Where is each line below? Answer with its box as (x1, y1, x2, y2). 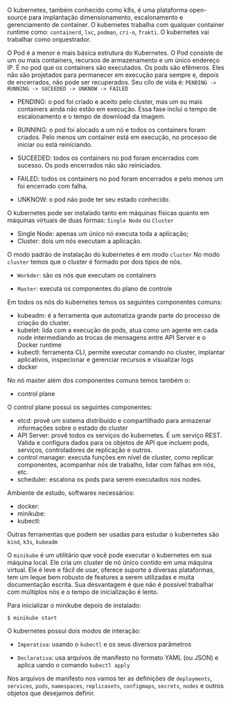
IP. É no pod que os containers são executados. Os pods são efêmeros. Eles (7, 64, 225, 71)
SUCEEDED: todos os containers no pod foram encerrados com (17, 154, 199, 162)
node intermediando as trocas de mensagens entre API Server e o (17, 334, 206, 341)
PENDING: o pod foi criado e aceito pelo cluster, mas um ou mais (17, 98, 203, 106)
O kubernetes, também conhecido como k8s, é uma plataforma (7, 6, 188, 14)
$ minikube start (7, 615, 57, 622)
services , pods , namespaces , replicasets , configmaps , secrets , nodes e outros (7, 682, 224, 689)
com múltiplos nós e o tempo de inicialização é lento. (7, 588, 159, 596)
